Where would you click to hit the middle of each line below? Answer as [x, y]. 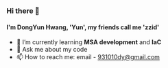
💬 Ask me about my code [52, 50]
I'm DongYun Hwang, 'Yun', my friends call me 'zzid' [83, 27]
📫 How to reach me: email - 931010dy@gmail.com [88, 57]
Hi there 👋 [23, 11]
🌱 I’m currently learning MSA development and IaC [89, 42]
